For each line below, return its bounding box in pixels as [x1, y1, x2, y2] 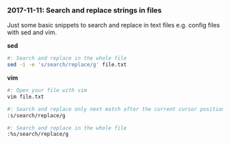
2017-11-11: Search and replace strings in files [7, 5, 162, 15]
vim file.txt [7, 93, 44, 100]
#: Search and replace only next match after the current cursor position [7, 106, 225, 112]
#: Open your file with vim [7, 87, 88, 94]
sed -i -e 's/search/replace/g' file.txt [7, 61, 127, 69]
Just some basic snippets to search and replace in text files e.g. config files [7, 21, 220, 29]
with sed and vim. [7, 28, 57, 36]
